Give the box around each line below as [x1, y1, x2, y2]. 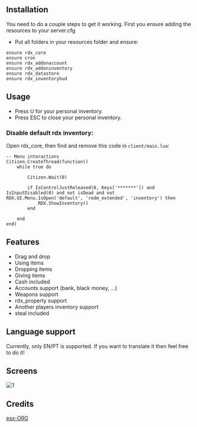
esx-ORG [6, 415, 28, 422]
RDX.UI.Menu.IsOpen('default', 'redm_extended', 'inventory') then [6, 195, 176, 201]
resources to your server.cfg [6, 27, 76, 34]
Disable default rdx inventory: [6, 129, 93, 137]
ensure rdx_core [6, 50, 46, 56]
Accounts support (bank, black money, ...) [14, 284, 117, 291]
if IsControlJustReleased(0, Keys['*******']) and [27, 184, 155, 190]
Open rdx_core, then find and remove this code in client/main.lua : [6, 142, 170, 149]
